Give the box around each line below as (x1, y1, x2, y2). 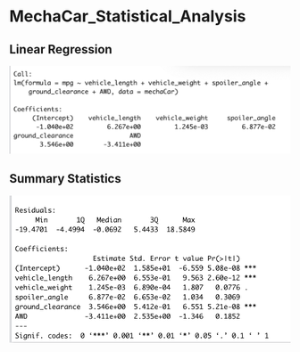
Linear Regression (9, 42, 113, 57)
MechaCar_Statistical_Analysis (9, 6, 246, 27)
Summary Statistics (9, 171, 122, 186)
